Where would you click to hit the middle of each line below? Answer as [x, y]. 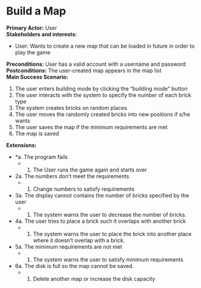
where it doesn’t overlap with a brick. [79, 240]
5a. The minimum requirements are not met [68, 246]
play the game [33, 52]
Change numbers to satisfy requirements [84, 189]
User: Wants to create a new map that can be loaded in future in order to [105, 46]
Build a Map [36, 11]
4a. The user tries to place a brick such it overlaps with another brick [100, 221]
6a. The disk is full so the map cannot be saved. [74, 266]
